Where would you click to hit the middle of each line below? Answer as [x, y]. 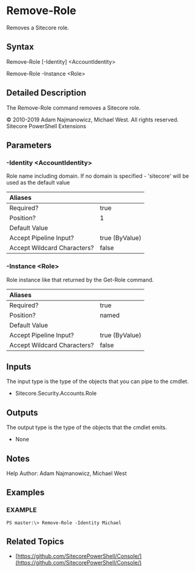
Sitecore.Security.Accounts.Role [56, 394]
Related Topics [35, 542]
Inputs [19, 366]
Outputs [22, 412]
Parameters [29, 145]
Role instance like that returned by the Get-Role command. [80, 280]
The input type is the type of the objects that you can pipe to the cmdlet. [97, 381]
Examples [25, 493]
